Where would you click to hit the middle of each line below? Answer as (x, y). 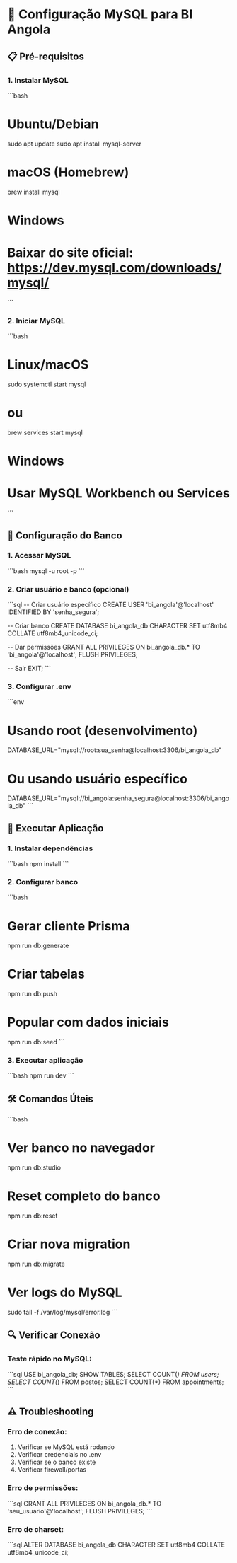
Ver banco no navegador (81, 1148)
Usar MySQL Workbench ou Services (118, 494)
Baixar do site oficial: (70, 253)
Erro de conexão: (37, 1431)
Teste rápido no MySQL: (50, 1359)
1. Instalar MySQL (38, 80)
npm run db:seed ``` (36, 1042)
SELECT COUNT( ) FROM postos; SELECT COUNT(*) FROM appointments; (116, 1382)
